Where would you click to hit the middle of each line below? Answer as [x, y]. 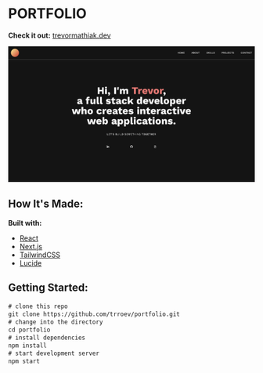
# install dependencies [47, 338]
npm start [24, 361]
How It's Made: [46, 204]
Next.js [31, 246]
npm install [27, 346]
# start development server [54, 353]
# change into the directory [56, 322]
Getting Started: [48, 288]
